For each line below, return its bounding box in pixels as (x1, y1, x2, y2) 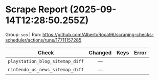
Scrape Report (5, 4, 68, 15)
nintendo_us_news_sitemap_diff (8, 67, 84, 72)
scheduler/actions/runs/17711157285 (5, 37, 82, 43)
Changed (88, 49, 112, 56)
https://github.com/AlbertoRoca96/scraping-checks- (42, 31, 154, 37)
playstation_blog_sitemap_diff (8, 58, 84, 64)
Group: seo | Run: (5, 31, 42, 37)
